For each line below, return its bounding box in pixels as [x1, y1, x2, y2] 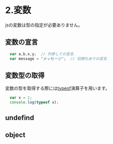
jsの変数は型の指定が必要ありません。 [5, 22, 83, 28]
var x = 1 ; [9, 95, 32, 100]
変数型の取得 [5, 71, 45, 80]
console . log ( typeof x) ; [9, 100, 59, 105]
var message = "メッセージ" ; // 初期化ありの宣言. [9, 56, 110, 61]
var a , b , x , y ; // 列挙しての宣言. [9, 51, 76, 56]
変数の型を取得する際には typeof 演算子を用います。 [5, 85, 110, 91]
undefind [5, 114, 34, 122]
